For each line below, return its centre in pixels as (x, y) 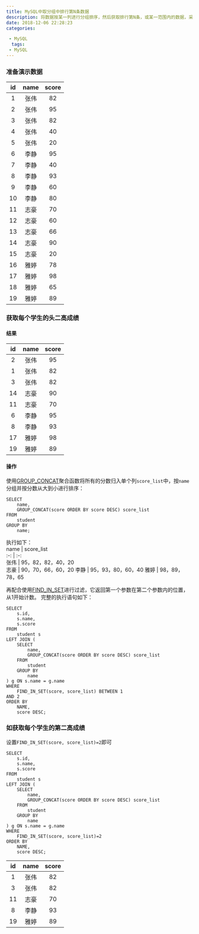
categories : (21, 28)
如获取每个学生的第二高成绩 (46, 728)
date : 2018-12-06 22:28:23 (39, 23)
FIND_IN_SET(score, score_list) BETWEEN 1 (70, 691)
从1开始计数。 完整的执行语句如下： (49, 597)
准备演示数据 (25, 72)
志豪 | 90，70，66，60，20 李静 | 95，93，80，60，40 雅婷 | (82, 569)
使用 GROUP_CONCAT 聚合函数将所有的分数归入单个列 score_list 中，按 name (98, 480)
